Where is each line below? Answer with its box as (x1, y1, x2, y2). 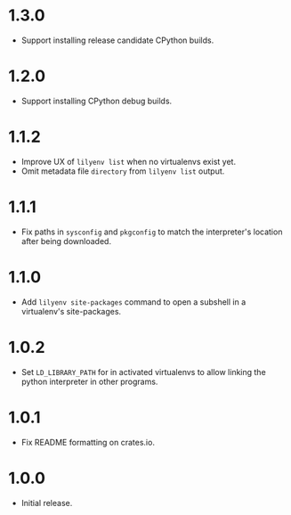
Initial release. (20, 497, 73, 508)
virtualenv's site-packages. (20, 306, 122, 316)
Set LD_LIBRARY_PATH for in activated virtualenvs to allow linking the (20, 366, 266, 377)
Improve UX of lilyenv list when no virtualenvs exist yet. (20, 156, 237, 167)
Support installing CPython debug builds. (20, 95, 173, 106)
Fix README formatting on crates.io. (20, 437, 155, 447)
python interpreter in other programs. (20, 376, 158, 387)
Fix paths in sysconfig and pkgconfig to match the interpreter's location (20, 226, 283, 237)
